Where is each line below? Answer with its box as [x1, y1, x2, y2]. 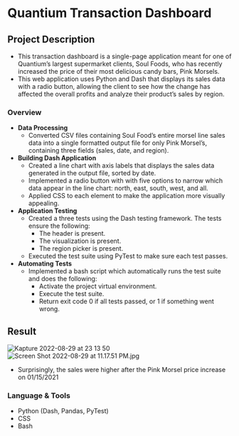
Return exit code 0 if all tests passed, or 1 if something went [38, 297, 215, 306]
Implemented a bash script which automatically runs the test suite [28, 267, 222, 276]
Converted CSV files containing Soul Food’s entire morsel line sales [28, 131, 225, 140]
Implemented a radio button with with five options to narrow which [28, 176, 223, 185]
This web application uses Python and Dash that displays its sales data [17, 75, 225, 83]
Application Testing [17, 207, 78, 215]
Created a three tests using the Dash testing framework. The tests [28, 214, 222, 223]
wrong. [38, 305, 60, 313]
